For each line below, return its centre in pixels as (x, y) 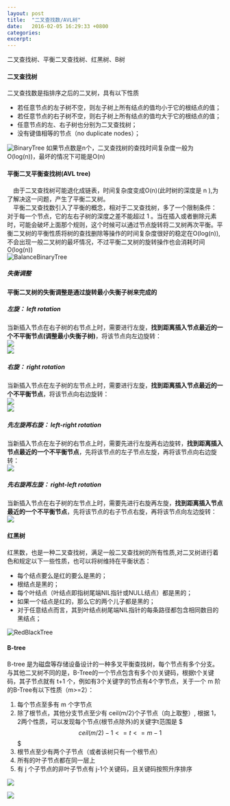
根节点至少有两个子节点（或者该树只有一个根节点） (89, 751)
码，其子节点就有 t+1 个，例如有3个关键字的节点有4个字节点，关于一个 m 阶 (114, 681)
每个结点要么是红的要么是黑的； (62, 575)
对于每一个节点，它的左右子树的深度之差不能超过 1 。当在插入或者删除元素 (112, 216)
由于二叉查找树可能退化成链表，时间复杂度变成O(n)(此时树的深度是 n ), (113, 190)
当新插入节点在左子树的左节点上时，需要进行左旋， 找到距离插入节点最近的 (112, 385)
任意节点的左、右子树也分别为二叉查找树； (77, 125)
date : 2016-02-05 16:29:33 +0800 (58, 26)
